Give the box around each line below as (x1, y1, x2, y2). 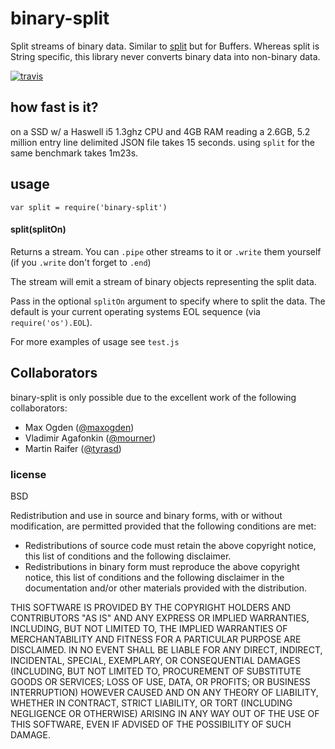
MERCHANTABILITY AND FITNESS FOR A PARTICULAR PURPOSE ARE (10, 633, 302, 645)
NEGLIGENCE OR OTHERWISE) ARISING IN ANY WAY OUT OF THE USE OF (10, 707, 320, 719)
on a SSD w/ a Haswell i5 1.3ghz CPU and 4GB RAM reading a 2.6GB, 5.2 (10, 125, 311, 137)
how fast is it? (10, 99, 99, 116)
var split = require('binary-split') (10, 202, 168, 212)
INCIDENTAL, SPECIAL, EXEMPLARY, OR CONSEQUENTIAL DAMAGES (10, 654, 301, 666)
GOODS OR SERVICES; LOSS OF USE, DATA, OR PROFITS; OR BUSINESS (10, 675, 311, 687)
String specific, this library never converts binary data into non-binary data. (10, 50, 321, 62)
